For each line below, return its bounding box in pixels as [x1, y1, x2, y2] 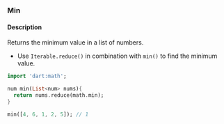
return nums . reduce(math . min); [13, 91, 104, 99]
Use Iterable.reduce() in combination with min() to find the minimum [17, 52, 218, 61]
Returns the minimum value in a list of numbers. [7, 38, 144, 47]
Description [7, 23, 42, 31]
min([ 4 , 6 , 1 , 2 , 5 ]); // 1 [7, 111, 89, 118]
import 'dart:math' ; [7, 72, 67, 80]
